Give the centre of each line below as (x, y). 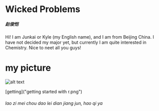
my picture (28, 68)
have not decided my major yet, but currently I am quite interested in (76, 42)
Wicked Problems (43, 9)
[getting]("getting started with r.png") (44, 92)
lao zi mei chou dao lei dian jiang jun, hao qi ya (54, 103)
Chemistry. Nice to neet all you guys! (43, 48)
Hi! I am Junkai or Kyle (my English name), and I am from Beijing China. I (80, 37)
